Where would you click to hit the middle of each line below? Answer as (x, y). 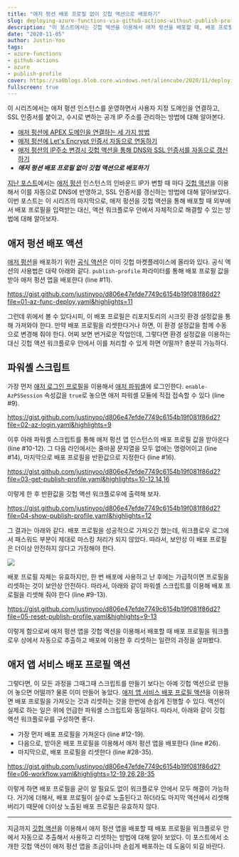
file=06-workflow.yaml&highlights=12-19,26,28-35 (81, 774)
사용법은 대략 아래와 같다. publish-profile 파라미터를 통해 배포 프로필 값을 (125, 271)
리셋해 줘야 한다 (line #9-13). (67, 594)
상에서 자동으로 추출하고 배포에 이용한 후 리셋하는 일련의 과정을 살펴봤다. (121, 640)
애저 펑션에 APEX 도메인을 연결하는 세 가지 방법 (84, 132)
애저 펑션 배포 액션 (45, 243)
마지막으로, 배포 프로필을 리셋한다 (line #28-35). (85, 752)
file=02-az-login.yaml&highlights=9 (59, 425)
